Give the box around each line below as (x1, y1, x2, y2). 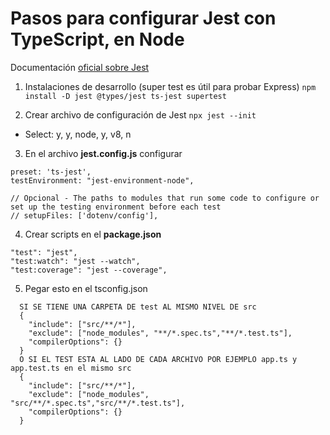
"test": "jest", (10, 247, 78, 257)
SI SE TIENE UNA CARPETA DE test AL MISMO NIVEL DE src (19, 302, 257, 312)
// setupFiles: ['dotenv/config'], (10, 210, 159, 221)
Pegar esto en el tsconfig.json (24, 282, 148, 294)
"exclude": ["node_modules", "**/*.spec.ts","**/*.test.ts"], (28, 328, 293, 338)
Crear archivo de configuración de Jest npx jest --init (24, 108, 257, 121)
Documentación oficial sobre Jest (10, 61, 150, 73)
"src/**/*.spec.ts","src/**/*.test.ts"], (10, 398, 186, 408)
